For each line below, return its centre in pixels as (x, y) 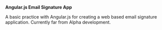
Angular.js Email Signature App (39, 7)
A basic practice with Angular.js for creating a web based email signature (81, 17)
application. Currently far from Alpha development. (58, 22)
